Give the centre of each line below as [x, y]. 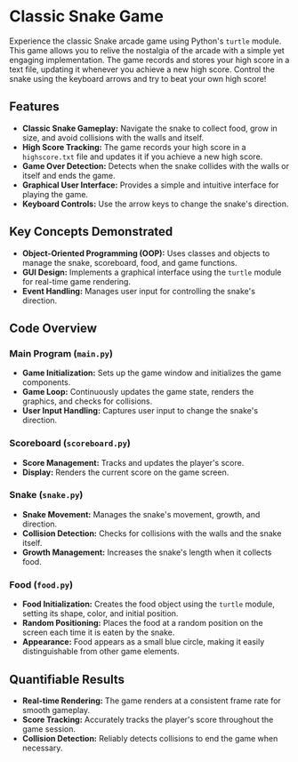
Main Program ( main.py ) [61, 353]
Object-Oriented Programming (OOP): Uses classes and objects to [146, 253]
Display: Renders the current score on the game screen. [125, 472]
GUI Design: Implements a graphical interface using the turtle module [152, 272]
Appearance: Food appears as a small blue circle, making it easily [143, 642]
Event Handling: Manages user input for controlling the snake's [139, 291]
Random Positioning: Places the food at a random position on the [143, 623]
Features [34, 107]
